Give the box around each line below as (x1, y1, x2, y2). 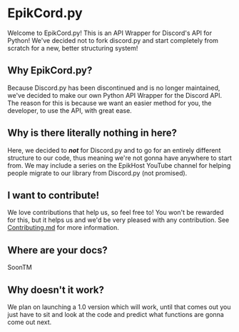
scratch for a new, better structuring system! (7, 44, 138, 52)
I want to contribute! (7, 189, 100, 201)
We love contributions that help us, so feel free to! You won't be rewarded (7, 208, 224, 217)
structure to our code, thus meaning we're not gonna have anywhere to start (7, 154, 232, 162)
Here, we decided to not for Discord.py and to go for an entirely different (7, 146, 221, 154)
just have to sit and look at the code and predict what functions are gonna (7, 311, 225, 318)
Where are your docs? (7, 244, 108, 256)
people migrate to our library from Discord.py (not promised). (7, 168, 188, 177)
